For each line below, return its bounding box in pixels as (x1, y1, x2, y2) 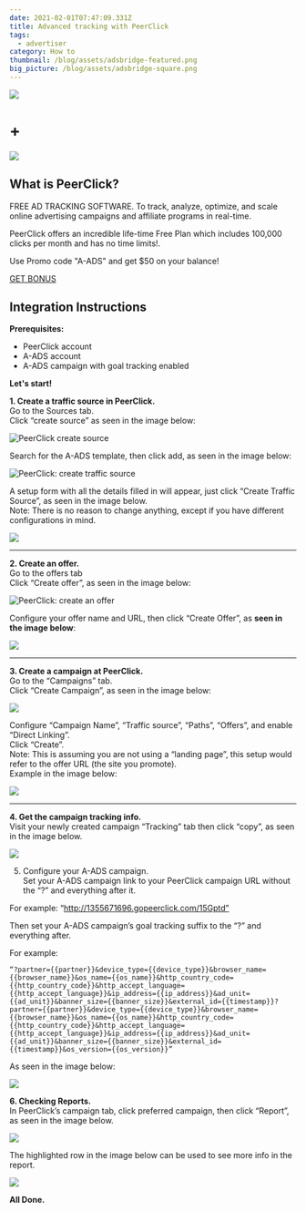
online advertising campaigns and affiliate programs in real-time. (9, 211, 252, 221)
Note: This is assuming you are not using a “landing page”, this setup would (9, 749, 293, 760)
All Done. (9, 1195, 46, 1206)
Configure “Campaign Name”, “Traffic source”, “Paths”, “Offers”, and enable (9, 720, 293, 731)
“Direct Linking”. (9, 730, 70, 741)
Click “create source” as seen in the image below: (9, 416, 196, 426)
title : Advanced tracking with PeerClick (9, 22, 169, 31)
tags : (9, 30, 30, 39)
